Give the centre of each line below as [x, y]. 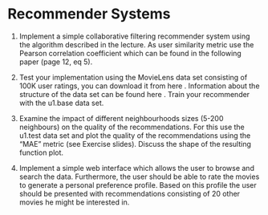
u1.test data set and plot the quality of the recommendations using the [135, 135]
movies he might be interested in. [74, 202]
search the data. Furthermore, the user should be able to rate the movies [139, 176]
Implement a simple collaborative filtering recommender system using [134, 36]
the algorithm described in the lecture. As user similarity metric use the [136, 44]
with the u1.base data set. [61, 103]
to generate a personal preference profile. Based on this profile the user [138, 185]
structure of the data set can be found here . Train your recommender [134, 94]
